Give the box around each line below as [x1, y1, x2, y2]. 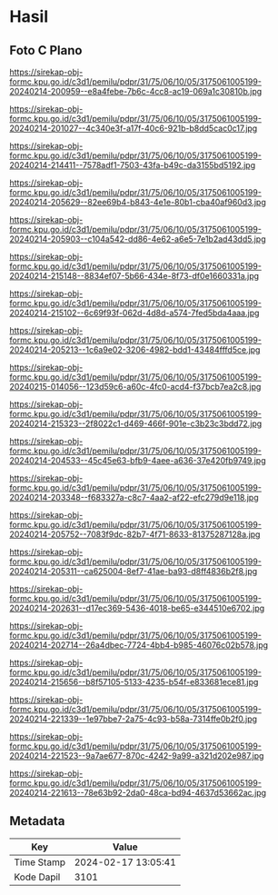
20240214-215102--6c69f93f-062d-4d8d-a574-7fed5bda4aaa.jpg [9, 307, 260, 318]
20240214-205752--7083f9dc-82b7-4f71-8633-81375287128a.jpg [9, 529, 261, 540]
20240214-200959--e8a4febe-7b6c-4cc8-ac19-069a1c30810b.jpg [9, 86, 263, 96]
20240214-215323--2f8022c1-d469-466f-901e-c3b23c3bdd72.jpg [9, 418, 263, 429]
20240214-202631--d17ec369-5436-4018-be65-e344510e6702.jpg [9, 602, 265, 613]
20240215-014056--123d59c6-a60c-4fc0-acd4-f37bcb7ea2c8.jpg [9, 382, 262, 392]
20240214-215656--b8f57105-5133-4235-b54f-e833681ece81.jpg [9, 677, 259, 687]
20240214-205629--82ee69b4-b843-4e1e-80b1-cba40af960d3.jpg [9, 197, 266, 207]
